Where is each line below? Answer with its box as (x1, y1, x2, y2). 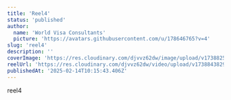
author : (7, 23, 30, 29)
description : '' (7, 49, 54, 55)
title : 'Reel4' (7, 10, 51, 17)
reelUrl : (7, 61, 32, 68)
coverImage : (7, 55, 41, 62)
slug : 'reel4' (7, 42, 48, 49)
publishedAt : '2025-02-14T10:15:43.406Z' (7, 67, 128, 74)
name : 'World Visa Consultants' (13, 29, 107, 36)
